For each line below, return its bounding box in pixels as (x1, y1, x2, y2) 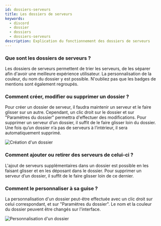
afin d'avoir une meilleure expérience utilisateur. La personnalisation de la (5, 71, 152, 77)
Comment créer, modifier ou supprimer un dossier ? (5, 93, 129, 100)
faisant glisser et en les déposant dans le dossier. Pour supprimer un (5, 168, 142, 174)
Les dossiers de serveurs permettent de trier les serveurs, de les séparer (5, 66, 151, 72)
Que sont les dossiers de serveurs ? (5, 54, 91, 61)
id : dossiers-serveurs (5, 7, 51, 12)
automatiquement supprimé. (5, 130, 61, 136)
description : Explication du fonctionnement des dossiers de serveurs (5, 39, 150, 44)
